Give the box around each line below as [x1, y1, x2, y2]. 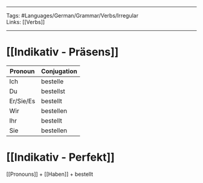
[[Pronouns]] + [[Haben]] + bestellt [6, 170, 94, 178]
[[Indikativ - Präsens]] [6, 45, 119, 59]
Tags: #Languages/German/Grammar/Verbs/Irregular [6, 12, 139, 19]
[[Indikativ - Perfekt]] [6, 150, 115, 164]
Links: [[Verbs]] [6, 19, 45, 25]
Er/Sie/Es [9, 97, 36, 105]
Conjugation [41, 67, 77, 75]
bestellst [41, 87, 65, 95]
